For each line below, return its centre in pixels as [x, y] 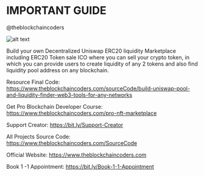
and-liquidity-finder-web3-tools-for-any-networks [69, 95]
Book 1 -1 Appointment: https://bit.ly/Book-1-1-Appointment [80, 166]
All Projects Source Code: [39, 137]
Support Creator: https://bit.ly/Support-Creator [65, 124]
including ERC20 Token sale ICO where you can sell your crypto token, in [98, 57]
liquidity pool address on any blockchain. [58, 70]
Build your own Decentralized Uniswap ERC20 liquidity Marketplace [91, 51]
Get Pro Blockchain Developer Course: [55, 106]
